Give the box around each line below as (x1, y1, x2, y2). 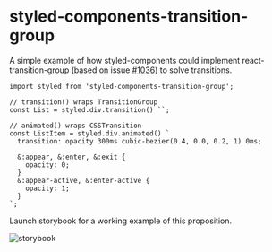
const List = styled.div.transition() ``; (9, 105, 170, 114)
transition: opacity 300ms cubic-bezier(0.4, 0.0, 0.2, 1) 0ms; (17, 136, 262, 145)
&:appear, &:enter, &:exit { (17, 152, 126, 161)
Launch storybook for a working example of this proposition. (9, 215, 233, 226)
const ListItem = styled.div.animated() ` (9, 128, 170, 138)
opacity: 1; (25, 184, 70, 193)
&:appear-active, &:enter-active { (17, 176, 150, 185)
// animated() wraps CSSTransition (9, 121, 142, 130)
